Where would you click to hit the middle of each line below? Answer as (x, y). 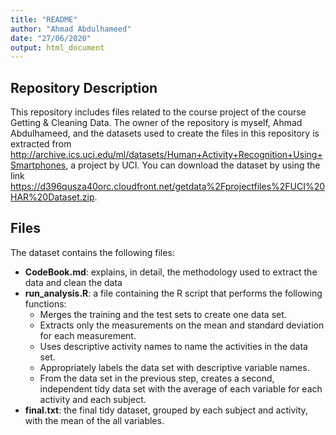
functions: (45, 303)
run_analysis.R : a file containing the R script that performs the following (173, 293)
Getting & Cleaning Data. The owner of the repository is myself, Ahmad (156, 123)
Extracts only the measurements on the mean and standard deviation (182, 325)
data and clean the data (73, 282)
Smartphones (38, 165)
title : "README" (44, 19)
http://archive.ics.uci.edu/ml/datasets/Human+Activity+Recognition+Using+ (166, 155)
